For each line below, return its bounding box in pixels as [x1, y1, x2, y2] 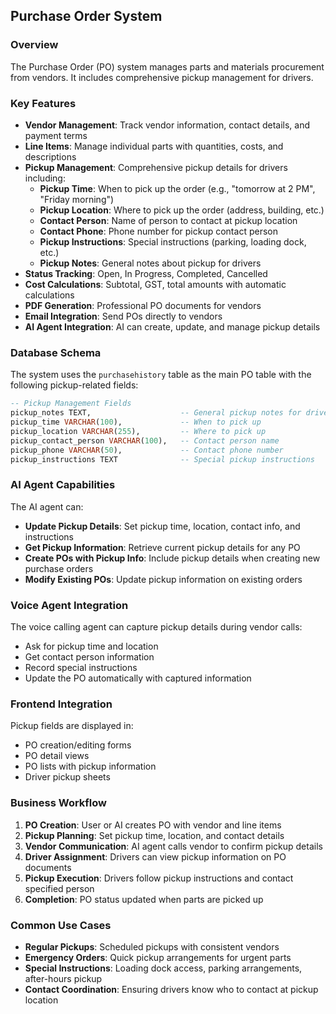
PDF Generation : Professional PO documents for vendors [24, 299, 262, 311]
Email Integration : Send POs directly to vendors [24, 310, 223, 322]
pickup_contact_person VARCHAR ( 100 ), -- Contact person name [10, 435, 280, 446]
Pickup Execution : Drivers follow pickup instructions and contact [24, 872, 294, 884]
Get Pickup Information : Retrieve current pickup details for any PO [24, 541, 301, 553]
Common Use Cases [10, 918, 112, 932]
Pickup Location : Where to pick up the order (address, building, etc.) [39, 204, 325, 216]
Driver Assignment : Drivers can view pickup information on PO [24, 850, 287, 863]
